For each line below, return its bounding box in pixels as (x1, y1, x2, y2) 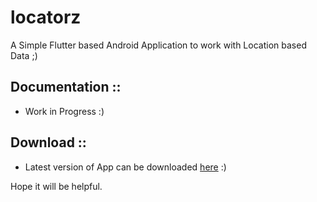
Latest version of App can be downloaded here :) (24, 161, 227, 173)
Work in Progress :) (24, 105, 105, 117)
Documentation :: (10, 79, 122, 96)
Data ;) (10, 49, 38, 61)
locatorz (10, 6, 82, 29)
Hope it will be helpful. (10, 180, 103, 192)
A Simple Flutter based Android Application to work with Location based (10, 39, 307, 51)
